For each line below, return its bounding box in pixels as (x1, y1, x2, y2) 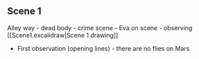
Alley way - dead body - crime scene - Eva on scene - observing (7, 23, 193, 32)
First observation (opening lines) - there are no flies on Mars (17, 44, 190, 52)
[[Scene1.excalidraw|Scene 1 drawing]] (7, 31, 119, 39)
